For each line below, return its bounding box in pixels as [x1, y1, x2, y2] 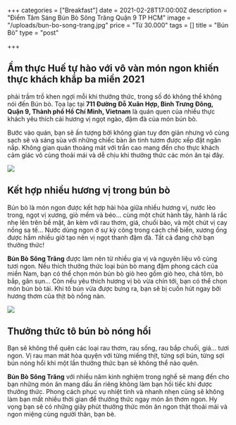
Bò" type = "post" [7, 28, 59, 37]
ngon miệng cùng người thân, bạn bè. [7, 410, 116, 419]
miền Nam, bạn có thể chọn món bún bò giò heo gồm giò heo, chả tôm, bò [7, 269, 223, 278]
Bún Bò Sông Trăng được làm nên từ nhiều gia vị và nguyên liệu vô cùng [7, 254, 218, 263]
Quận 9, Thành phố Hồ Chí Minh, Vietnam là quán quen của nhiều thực [7, 107, 216, 116]
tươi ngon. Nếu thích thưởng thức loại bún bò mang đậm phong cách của [7, 261, 218, 270]
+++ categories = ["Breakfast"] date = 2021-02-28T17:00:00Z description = [7, 6, 228, 14]
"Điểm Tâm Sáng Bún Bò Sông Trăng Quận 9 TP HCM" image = [7, 13, 192, 22]
